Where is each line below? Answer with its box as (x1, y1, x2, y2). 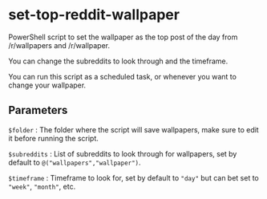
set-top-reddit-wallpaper (8, 6, 180, 24)
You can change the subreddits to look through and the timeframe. (8, 56, 229, 66)
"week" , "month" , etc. (8, 181, 76, 191)
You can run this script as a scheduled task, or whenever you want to (8, 71, 237, 81)
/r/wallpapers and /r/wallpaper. (8, 40, 111, 50)
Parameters (8, 104, 68, 117)
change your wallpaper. (8, 80, 87, 90)
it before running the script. (8, 133, 99, 143)
